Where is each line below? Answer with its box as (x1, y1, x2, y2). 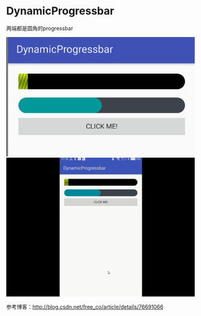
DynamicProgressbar (6, 4, 115, 18)
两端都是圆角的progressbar (6, 24, 74, 32)
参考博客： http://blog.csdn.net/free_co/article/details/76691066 (6, 303, 163, 310)
